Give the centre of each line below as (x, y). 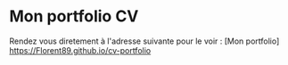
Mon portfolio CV (74, 16)
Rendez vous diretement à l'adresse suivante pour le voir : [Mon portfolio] (144, 41)
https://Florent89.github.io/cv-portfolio (80, 50)
